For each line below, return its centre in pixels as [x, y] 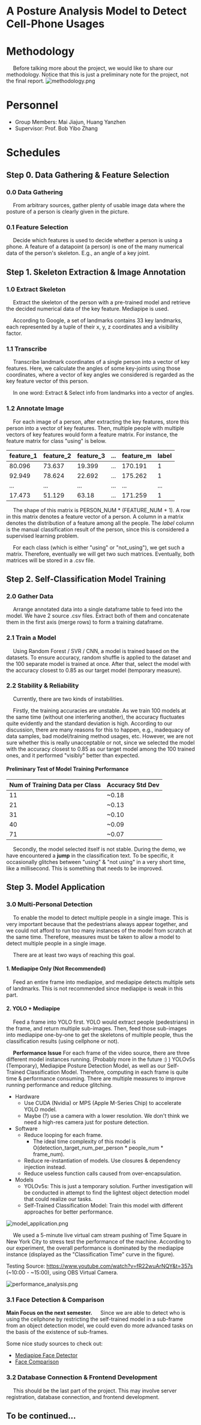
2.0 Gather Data [30, 596]
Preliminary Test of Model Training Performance [67, 769]
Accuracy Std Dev [133, 785]
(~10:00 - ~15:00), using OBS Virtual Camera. [62, 1273]
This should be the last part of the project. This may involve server [95, 1391]
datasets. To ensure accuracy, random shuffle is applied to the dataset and [99, 657]
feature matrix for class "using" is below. [56, 440]
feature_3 [91, 456]
